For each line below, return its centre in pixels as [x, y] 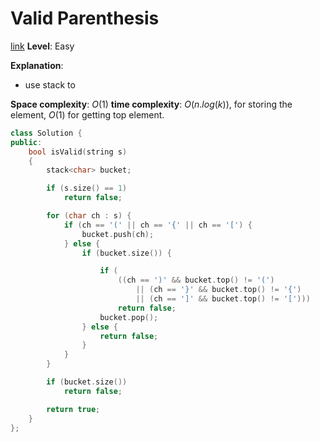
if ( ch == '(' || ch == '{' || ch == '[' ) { [158, 225]
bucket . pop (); [129, 317]
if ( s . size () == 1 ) [87, 188]
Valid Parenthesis [85, 18]
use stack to [50, 84]
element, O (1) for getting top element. [87, 114]
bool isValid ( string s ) [78, 152]
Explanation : [37, 65]
